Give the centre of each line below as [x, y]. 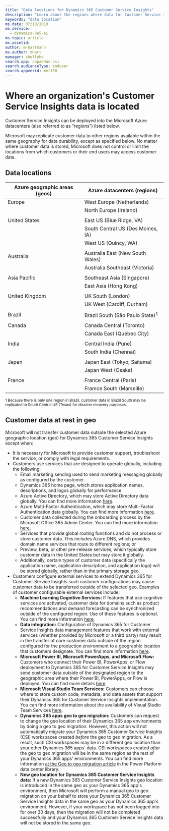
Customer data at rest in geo [51, 420]
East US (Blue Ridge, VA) [114, 220]
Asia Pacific [22, 278]
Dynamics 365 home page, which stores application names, [82, 485]
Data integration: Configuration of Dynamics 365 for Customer [85, 624]
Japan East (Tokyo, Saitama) [118, 362]
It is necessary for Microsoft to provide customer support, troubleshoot [86, 453]
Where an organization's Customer [80, 96]
